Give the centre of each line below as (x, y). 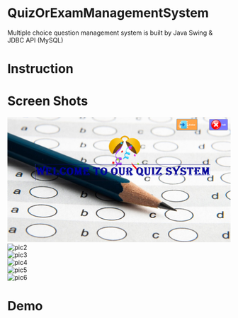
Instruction (40, 69)
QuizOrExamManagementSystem (108, 13)
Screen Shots (48, 101)
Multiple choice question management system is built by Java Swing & (110, 33)
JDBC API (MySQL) (35, 40)
